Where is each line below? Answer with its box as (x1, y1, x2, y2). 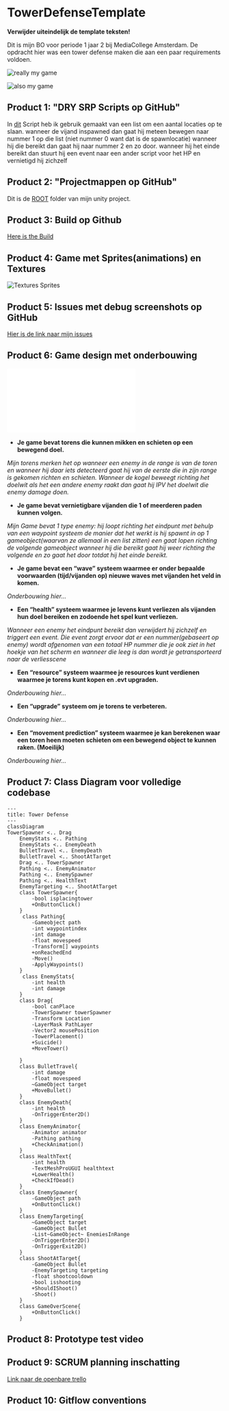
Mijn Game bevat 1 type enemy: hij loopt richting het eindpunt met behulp (7, 522, 214, 530)
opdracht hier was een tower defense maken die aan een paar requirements (7, 48, 221, 56)
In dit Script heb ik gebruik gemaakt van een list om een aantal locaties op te (7, 120, 222, 128)
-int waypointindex (31, 925, 87, 932)
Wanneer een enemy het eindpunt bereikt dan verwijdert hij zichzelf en (7, 626, 207, 634)
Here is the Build (7, 232, 54, 241)
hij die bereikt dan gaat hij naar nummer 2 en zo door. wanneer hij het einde (7, 142, 220, 150)
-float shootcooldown (31, 1273, 94, 1279)
